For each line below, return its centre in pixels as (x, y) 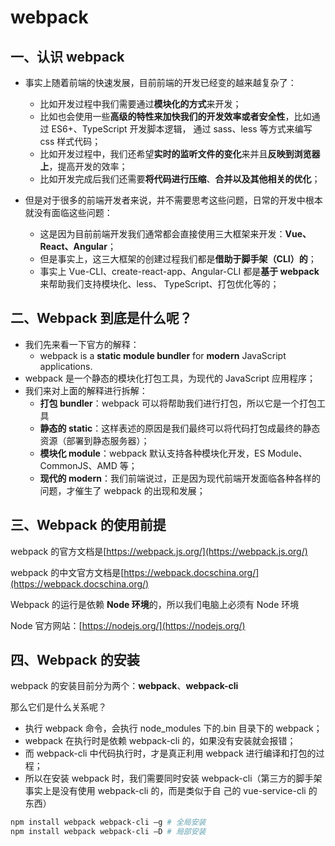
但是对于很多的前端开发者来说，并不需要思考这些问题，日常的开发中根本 (173, 200)
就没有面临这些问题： (68, 212)
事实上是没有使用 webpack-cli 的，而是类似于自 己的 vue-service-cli (165, 791)
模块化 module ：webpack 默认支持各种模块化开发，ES (152, 453)
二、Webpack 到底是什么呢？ (101, 318)
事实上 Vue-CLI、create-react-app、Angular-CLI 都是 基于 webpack (179, 271)
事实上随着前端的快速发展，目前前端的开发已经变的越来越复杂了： (160, 82)
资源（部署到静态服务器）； (94, 440)
